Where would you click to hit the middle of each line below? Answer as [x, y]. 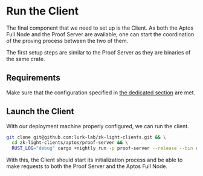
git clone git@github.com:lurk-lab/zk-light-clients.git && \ [86, 137]
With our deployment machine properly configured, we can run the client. [98, 126]
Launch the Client [40, 112]
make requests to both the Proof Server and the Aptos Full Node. [87, 166]
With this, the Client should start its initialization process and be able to [95, 160]
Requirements [33, 78]
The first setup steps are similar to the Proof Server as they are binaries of [98, 52]
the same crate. [26, 59]
